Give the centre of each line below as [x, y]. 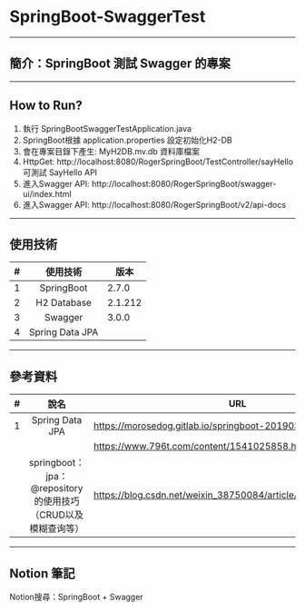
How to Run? [46, 106]
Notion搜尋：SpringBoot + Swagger [76, 597]
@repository [57, 488]
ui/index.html [47, 193]
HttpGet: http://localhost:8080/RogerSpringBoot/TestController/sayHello [157, 162]
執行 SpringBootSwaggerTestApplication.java [107, 128]
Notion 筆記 [42, 573]
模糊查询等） [57, 528]
